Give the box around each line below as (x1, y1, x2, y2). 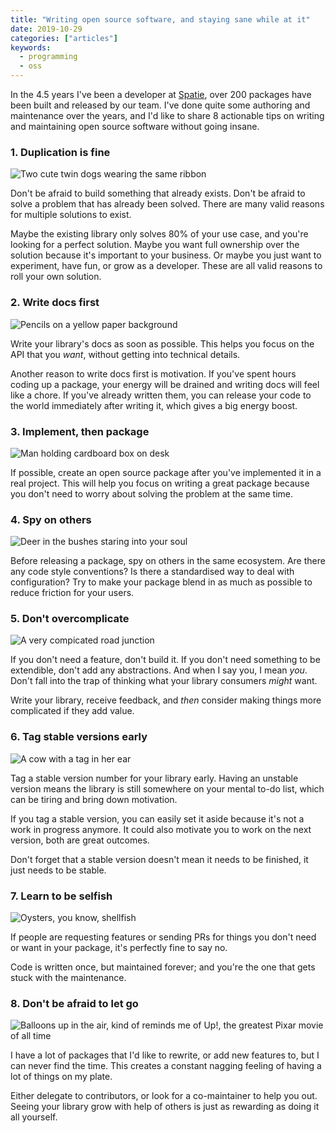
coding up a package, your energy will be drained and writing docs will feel (10, 378, 320, 390)
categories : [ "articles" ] (10, 33, 118, 43)
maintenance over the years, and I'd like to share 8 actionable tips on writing (10, 110, 325, 121)
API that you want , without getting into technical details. (10, 348, 241, 360)
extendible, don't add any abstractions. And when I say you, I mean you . (10, 664, 308, 676)
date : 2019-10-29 (10, 24, 83, 34)
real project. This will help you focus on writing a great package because (10, 477, 310, 489)
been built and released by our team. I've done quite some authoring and (10, 99, 311, 111)
